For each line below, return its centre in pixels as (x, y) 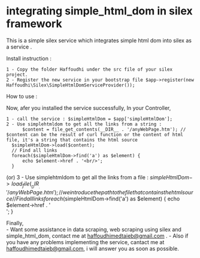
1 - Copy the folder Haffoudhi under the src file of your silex (89, 69)
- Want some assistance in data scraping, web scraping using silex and (94, 230)
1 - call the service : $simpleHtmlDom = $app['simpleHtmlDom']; (89, 119)
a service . (19, 47)
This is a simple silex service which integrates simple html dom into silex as (99, 40)
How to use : (22, 96)
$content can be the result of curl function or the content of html (95, 134)
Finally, (15, 223)
